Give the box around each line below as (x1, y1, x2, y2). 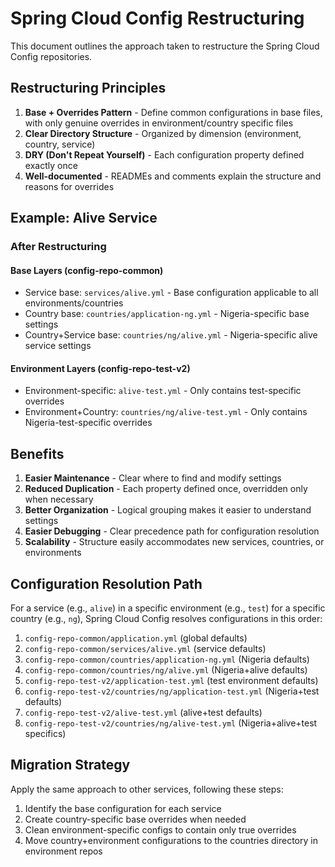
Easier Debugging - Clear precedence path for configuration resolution (24, 525, 320, 537)
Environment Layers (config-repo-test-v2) (10, 362, 191, 374)
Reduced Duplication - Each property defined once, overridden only (24, 483, 308, 495)
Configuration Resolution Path (10, 575, 203, 592)
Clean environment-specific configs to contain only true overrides (24, 823, 297, 836)
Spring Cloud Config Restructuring (10, 7, 305, 30)
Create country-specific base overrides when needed (24, 813, 247, 825)
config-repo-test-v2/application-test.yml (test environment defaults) (24, 675, 319, 687)
